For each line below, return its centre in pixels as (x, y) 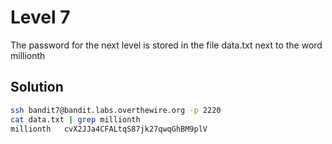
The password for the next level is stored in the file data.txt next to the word (166, 45)
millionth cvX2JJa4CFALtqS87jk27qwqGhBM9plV (109, 129)
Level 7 (40, 17)
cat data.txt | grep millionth (75, 119)
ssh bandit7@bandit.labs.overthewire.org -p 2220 (116, 110)
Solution (37, 87)
